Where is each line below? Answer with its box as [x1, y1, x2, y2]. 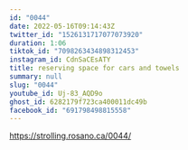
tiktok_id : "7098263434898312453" [9, 47, 140, 56]
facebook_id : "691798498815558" [9, 106, 131, 115]
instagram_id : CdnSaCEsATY [9, 55, 111, 64]
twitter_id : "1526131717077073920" [9, 30, 144, 39]
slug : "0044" [9, 80, 59, 89]
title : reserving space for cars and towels [9, 64, 180, 73]
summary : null [9, 72, 63, 81]
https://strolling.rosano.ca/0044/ [9, 130, 132, 141]
